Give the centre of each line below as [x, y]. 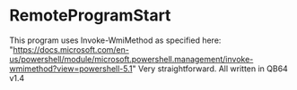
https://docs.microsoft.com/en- [71, 49]
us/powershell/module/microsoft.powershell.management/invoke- [131, 59]
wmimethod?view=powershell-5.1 [71, 69]
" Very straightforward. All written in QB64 [210, 69]
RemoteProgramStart [90, 16]
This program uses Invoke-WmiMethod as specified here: [115, 40]
